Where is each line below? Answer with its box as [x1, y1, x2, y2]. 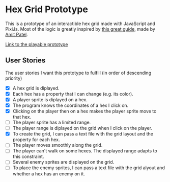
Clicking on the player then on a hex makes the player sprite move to [12, 108, 157, 114]
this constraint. [12, 153, 44, 160]
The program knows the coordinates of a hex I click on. [12, 102, 129, 108]
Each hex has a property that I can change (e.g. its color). [12, 90, 133, 97]
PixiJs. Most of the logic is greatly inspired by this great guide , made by [5, 26, 155, 32]
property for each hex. [12, 136, 60, 143]
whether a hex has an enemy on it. [12, 170, 86, 177]
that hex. [12, 114, 32, 120]
